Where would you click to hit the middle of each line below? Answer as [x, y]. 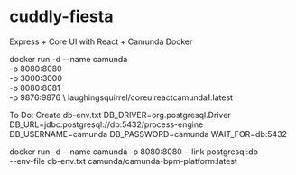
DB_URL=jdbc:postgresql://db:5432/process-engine [106, 124]
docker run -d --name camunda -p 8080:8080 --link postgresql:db [134, 152]
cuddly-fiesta [61, 17]
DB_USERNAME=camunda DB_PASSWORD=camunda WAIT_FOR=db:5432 [148, 134]
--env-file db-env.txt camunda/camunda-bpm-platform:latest [123, 161]
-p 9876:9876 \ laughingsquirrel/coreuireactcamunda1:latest [121, 97]
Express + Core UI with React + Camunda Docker [101, 41]
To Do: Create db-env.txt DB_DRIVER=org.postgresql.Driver [120, 115]
